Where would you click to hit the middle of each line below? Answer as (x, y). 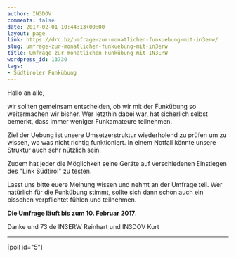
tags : (15, 66)
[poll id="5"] (25, 247)
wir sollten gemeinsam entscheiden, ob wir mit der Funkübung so (102, 106)
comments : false (31, 20)
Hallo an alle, (26, 93)
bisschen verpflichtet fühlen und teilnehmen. (72, 199)
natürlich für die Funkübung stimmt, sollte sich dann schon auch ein (105, 192)
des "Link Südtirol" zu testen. (50, 171)
